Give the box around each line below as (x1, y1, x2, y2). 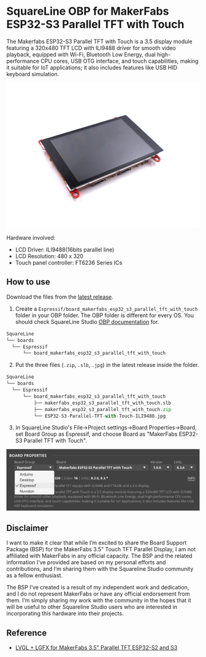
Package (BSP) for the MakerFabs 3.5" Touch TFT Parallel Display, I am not (6, 546, 196, 553)
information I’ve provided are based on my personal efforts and (6, 559, 166, 566)
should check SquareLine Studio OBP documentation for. (15, 318, 159, 325)
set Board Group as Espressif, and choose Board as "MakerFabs (15, 430, 178, 438)
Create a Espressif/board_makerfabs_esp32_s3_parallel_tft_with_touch (15, 305, 198, 312)
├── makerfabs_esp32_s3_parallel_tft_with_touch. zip (33, 406, 172, 412)
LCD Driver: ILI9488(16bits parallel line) (15, 246, 115, 253)
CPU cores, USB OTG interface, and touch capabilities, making (40, 57, 199, 65)
